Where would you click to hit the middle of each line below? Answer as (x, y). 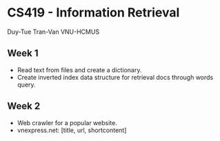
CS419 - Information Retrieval (93, 13)
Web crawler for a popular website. (67, 122)
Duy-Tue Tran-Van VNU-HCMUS (53, 32)
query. (26, 85)
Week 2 (24, 106)
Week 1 (23, 53)
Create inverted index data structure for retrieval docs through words (115, 77)
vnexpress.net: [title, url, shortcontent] (72, 130)
